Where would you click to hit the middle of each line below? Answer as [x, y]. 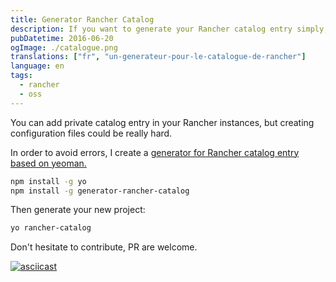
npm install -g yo [48, 181]
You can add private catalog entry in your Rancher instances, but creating [162, 122]
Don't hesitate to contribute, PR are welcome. [104, 247]
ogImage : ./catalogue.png [64, 47]
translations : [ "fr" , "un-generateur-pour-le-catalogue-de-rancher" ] [158, 57]
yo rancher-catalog [51, 228]
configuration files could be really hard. [91, 133]
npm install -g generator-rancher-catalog [100, 191]
